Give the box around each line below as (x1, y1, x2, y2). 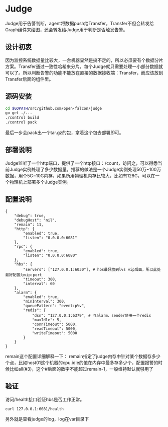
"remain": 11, (14, 222, 44, 227)
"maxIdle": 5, (32, 317, 62, 322)
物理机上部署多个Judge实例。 (9, 179, 71, 185)
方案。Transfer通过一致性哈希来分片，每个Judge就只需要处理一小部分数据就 (5, 63, 163, 69)
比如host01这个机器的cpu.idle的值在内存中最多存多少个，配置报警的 (18, 360, 158, 366)
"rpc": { (14, 244, 33, 249)
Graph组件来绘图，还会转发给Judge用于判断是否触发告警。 (5, 26, 128, 33)
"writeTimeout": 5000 (32, 330, 78, 335)
